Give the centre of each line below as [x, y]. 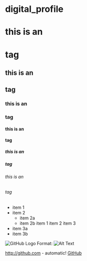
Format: [45, 243]
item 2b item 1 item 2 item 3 [48, 223]
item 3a [20, 228]
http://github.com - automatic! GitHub [43, 253]
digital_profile [34, 9]
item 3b [20, 234]
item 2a [27, 218]
